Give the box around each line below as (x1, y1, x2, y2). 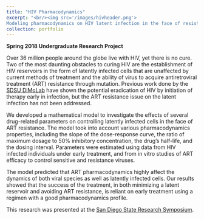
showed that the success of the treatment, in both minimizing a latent (6, 181, 180, 189)
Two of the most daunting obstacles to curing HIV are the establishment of (6, 61, 193, 68)
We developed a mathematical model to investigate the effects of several (6, 111, 189, 119)
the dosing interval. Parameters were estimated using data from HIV (6, 144, 176, 151)
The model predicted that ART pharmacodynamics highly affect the (6, 169, 175, 176)
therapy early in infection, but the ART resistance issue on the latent (6, 93, 177, 100)
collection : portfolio (6, 26, 64, 32)
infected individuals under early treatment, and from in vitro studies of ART (6, 150, 194, 158)
